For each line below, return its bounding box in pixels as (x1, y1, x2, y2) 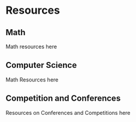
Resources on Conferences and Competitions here (5, 109, 131, 116)
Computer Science (5, 60, 77, 70)
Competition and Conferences (5, 93, 121, 104)
